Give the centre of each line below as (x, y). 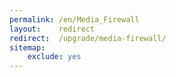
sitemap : (27, 47)
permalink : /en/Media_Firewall (74, 19)
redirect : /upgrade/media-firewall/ (88, 38)
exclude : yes (54, 57)
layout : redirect (52, 29)
